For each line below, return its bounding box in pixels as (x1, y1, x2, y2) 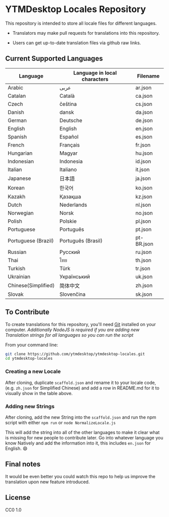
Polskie (59, 218, 77, 225)
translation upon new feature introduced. (5, 479, 90, 485)
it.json (135, 166, 150, 173)
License (5, 493, 31, 502)
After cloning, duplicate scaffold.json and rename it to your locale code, (5, 379, 156, 385)
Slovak (8, 291, 24, 298)
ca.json (135, 92, 153, 99)
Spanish (8, 133, 27, 140)
